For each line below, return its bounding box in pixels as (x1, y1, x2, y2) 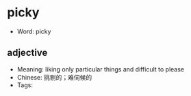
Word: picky (16, 27, 51, 35)
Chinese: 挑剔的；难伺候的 (16, 73, 92, 81)
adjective (7, 47, 48, 59)
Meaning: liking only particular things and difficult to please (16, 65, 185, 73)
